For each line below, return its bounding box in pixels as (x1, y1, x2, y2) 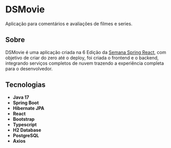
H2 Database (12, 127, 42, 133)
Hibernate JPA (12, 105, 45, 111)
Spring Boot (12, 99, 39, 106)
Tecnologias (5, 81, 46, 89)
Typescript (12, 121, 37, 127)
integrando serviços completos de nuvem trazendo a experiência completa (5, 60, 164, 66)
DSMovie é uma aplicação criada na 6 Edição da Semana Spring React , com (5, 49, 166, 55)
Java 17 (12, 94, 29, 100)
